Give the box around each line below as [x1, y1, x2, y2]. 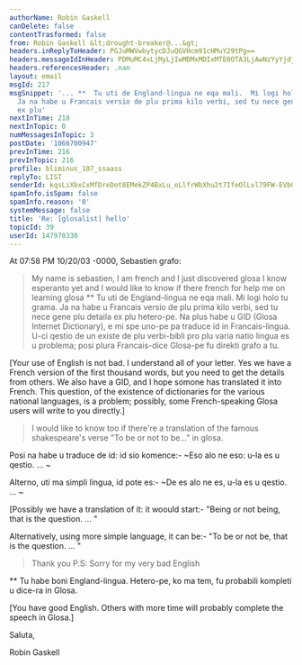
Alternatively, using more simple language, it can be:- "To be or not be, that [9, 531, 289, 542]
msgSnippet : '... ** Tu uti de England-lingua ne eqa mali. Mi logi [9, 88, 280, 97]
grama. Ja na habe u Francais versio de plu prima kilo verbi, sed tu [31, 302, 279, 313]
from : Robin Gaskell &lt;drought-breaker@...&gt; [9, 38, 200, 48]
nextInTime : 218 [9, 114, 70, 123]
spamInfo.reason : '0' [9, 197, 91, 207]
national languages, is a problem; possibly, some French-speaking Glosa [9, 396, 279, 406]
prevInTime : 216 [9, 147, 70, 156]
